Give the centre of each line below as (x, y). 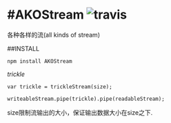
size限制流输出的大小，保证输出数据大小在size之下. (80, 112)
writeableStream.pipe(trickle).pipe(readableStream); (86, 99)
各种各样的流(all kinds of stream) (53, 35)
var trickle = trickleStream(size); (60, 86)
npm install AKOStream (40, 61)
